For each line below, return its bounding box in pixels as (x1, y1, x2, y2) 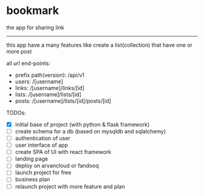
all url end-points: (6, 59, 50, 67)
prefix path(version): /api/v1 (15, 71, 85, 79)
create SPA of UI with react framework (15, 149, 112, 156)
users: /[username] (15, 77, 64, 85)
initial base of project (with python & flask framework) (15, 121, 150, 128)
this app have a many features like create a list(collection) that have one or (6, 41, 193, 49)
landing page (15, 155, 49, 163)
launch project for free (15, 169, 72, 177)
